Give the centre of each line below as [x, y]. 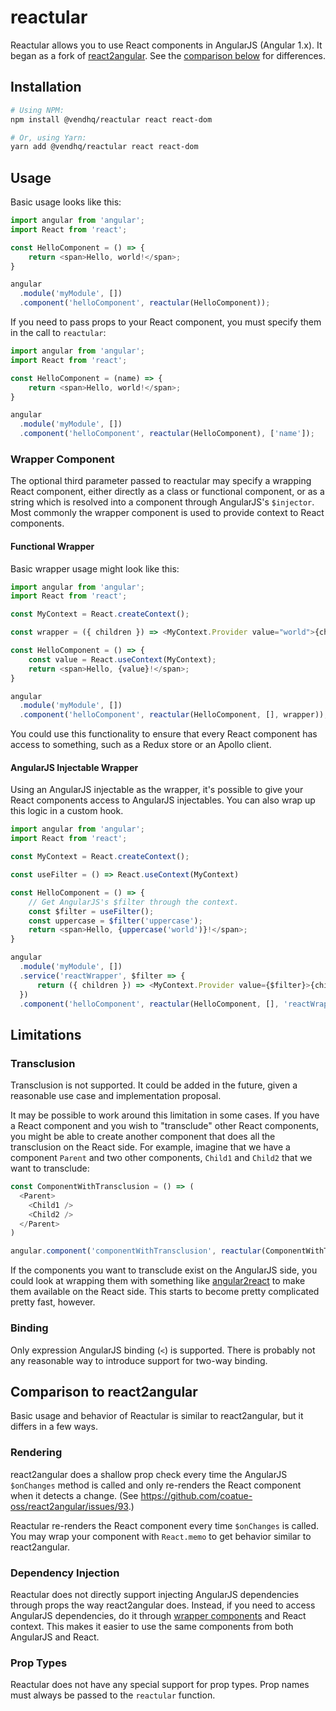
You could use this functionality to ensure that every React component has [164, 734]
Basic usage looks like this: [66, 202]
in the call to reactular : [58, 333]
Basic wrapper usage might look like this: [95, 568]
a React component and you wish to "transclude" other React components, [165, 1126]
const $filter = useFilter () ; [91, 911]
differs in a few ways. [54, 1427]
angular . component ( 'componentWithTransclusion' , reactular [136, 1251]
